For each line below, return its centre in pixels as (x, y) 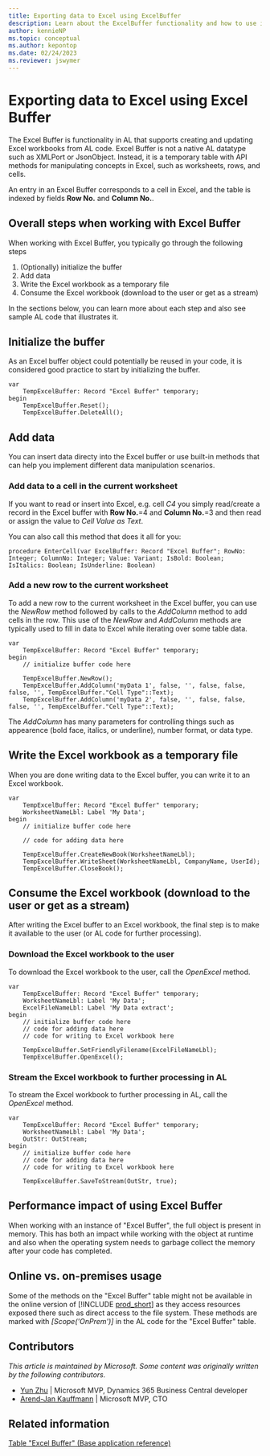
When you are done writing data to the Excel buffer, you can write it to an (129, 775)
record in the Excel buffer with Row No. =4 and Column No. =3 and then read (135, 512)
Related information (59, 1423)
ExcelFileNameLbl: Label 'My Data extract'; (98, 1008)
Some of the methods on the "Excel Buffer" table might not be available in (130, 1295)
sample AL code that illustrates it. (63, 317)
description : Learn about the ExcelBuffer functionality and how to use (133, 23)
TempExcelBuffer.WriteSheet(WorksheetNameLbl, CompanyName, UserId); (142, 862)
